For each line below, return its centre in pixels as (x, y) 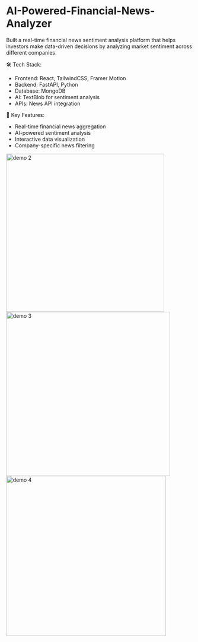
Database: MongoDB (40, 91)
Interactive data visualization (49, 139)
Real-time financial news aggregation (60, 126)
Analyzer (29, 23)
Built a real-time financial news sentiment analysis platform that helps (91, 40)
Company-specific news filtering (55, 145)
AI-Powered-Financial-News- (81, 11)
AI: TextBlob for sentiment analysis (57, 97)
